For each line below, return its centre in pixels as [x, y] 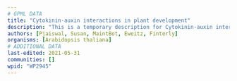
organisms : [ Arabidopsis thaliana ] [60, 40]
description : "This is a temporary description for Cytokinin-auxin [110, 27]
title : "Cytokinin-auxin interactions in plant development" [99, 20]
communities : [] [31, 60]
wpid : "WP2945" [30, 66]
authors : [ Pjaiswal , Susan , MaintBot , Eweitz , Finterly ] [93, 33]
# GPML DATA [25, 14]
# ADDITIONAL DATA [34, 46]
